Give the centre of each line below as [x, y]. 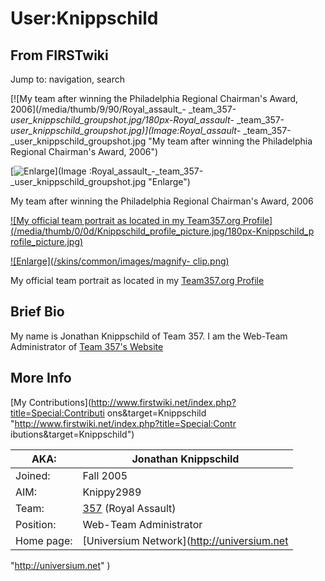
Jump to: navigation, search [67, 79]
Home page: [44, 540]
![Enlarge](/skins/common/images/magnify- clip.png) [120, 261]
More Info [41, 378]
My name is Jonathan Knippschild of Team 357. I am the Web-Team [149, 336]
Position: [36, 524]
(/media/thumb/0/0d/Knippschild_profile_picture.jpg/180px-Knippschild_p [162, 231]
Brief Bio [37, 312]
